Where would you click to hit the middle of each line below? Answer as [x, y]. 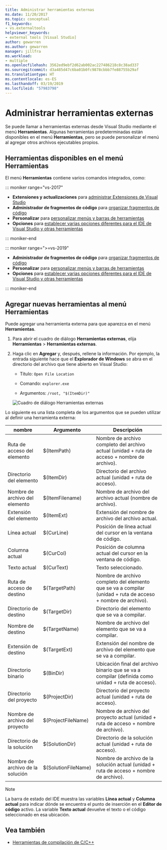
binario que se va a [118, 670]
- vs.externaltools [25, 28]
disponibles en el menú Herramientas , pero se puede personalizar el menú [82, 137]
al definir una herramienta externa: [41, 418]
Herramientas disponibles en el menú [64, 158]
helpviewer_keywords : [28, 33]
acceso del [20, 451]
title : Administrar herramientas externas [50, 10]
